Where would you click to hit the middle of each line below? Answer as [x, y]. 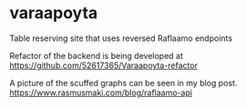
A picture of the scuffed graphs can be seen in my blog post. [123, 83]
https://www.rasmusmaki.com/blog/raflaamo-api [101, 92]
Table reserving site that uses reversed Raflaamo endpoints [121, 38]
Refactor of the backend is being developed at [97, 55]
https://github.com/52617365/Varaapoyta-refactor [104, 65]
